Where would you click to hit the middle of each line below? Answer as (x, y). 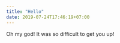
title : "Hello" (25, 11)
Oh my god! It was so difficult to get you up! (60, 34)
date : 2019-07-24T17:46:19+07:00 (48, 17)
